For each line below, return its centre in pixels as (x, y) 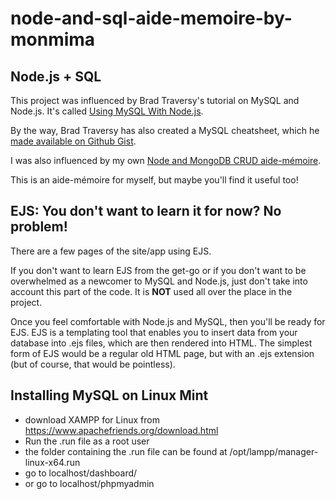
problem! (39, 227)
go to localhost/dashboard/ (81, 473)
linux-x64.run (52, 462)
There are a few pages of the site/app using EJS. (111, 251)
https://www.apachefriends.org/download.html (121, 430)
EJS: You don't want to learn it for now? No (146, 211)
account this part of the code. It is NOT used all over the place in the (151, 291)
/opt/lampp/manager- (274, 451)
